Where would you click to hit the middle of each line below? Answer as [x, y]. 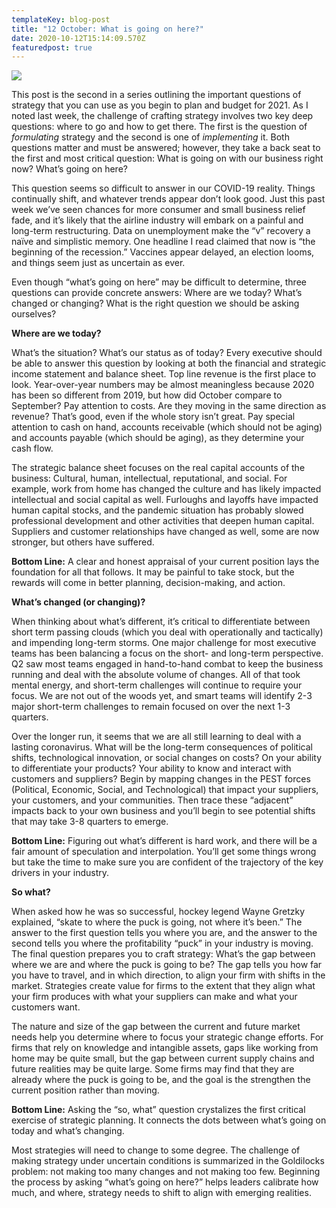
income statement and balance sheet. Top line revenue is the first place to [164, 374]
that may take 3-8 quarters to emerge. [90, 822]
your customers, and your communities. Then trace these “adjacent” [152, 800]
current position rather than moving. [85, 1090]
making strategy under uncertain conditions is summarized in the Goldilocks [168, 1161]
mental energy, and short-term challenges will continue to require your [157, 685]
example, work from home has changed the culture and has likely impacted [166, 489]
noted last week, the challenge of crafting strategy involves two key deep [162, 116]
